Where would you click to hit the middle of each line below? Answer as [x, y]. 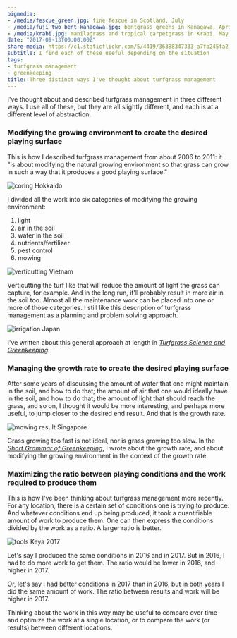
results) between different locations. [60, 627]
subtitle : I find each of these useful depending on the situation [109, 54]
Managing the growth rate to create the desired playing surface [118, 368]
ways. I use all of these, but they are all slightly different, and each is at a [113, 107]
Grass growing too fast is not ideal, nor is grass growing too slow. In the [111, 441]
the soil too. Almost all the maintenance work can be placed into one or [110, 300]
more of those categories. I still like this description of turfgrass [99, 307]
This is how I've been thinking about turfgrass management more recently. [115, 498]
